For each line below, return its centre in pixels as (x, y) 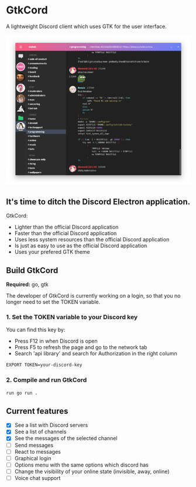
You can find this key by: (36, 330)
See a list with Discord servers (51, 425)
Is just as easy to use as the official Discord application (81, 246)
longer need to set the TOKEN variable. (53, 302)
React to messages (38, 451)
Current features (37, 411)
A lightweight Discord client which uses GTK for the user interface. (86, 26)
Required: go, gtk (27, 285)
